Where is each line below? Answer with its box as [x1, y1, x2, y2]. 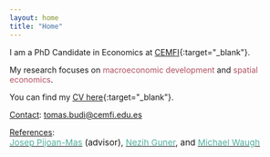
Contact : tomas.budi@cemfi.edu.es [9, 109, 143, 120]
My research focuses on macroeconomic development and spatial [9, 64, 258, 75]
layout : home [9, 13, 59, 23]
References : [9, 126, 55, 137]
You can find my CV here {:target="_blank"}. [9, 92, 174, 103]
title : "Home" [9, 22, 64, 31]
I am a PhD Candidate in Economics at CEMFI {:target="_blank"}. [9, 46, 251, 57]
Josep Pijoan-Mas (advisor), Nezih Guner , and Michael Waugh [9, 136, 261, 148]
